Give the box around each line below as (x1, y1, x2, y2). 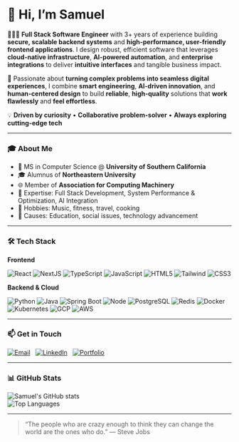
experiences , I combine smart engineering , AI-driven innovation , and (7, 81, 216, 90)
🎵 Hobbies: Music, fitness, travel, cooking (17, 204, 140, 212)
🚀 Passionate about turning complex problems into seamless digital (7, 74, 210, 83)
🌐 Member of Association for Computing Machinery (17, 181, 174, 190)
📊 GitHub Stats (7, 373, 62, 383)
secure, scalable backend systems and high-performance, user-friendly (7, 37, 226, 46)
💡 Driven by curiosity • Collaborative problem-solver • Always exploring (7, 110, 227, 119)
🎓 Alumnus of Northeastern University (17, 170, 137, 179)
